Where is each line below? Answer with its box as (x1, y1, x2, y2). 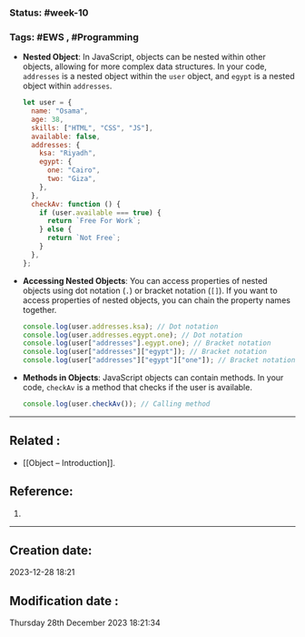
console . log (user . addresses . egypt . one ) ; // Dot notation (22, 330, 243, 339)
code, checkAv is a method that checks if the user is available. (22, 382, 252, 393)
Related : (9, 433, 61, 449)
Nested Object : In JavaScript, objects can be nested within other (22, 52, 266, 63)
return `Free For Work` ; (46, 217, 142, 226)
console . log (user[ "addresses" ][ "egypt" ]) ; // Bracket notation (22, 348, 268, 357)
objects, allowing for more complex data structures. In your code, (22, 61, 268, 72)
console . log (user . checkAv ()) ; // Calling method (22, 399, 211, 409)
